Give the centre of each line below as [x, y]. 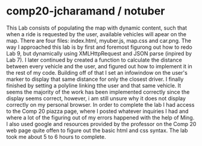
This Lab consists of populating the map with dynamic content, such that [97, 28]
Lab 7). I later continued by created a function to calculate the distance [94, 60]
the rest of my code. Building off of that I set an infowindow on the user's [97, 72]
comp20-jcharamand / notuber [86, 11]
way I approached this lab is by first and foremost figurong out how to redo [99, 47]
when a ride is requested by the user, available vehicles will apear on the [96, 34]
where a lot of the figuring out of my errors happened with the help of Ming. [100, 117]
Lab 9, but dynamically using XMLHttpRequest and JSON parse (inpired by [99, 53]
